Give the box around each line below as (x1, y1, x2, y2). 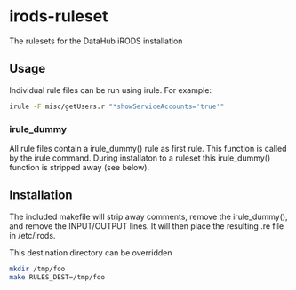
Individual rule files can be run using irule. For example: (9, 84, 212, 95)
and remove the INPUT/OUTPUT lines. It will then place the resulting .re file (9, 220, 284, 231)
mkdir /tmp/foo (9, 264, 66, 273)
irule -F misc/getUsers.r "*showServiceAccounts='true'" (9, 102, 225, 111)
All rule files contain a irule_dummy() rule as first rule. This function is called (9, 143, 287, 153)
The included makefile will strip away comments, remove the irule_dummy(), (9, 211, 288, 222)
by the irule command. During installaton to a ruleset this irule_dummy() (9, 153, 271, 163)
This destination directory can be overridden (9, 247, 172, 258)
